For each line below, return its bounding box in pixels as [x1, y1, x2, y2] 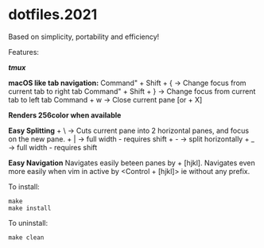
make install [8, 204, 52, 212]
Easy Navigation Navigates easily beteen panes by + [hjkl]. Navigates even [8, 157, 256, 168]
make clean [8, 233, 45, 242]
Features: [8, 47, 40, 56]
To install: [8, 181, 40, 192]
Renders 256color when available [8, 110, 122, 120]
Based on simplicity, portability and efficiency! [8, 32, 160, 41]
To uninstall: [8, 218, 49, 227]
